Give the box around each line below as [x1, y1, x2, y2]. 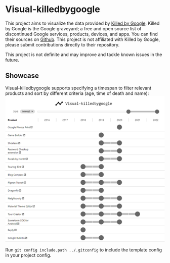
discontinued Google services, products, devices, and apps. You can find [5, 31, 158, 37]
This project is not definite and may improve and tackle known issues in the [5, 51, 162, 58]
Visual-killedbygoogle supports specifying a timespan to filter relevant [5, 85, 152, 91]
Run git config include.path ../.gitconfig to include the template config [5, 247, 162, 253]
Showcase [5, 72, 39, 80]
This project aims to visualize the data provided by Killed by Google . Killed [5, 20, 160, 26]
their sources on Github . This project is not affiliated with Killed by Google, [5, 36, 160, 42]
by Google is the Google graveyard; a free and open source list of [5, 25, 142, 31]
